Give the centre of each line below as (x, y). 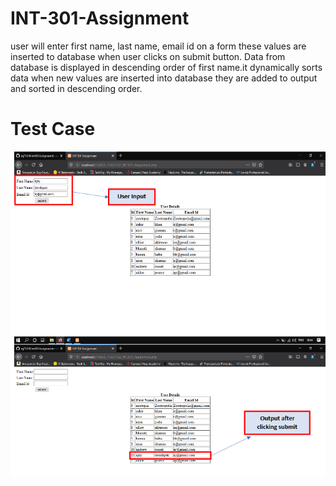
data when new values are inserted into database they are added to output (164, 78)
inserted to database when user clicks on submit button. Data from (148, 56)
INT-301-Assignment (100, 18)
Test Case (53, 129)
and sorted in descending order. (76, 88)
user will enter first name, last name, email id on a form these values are (158, 46)
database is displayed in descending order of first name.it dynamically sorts (166, 67)
